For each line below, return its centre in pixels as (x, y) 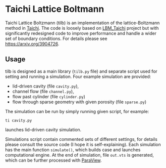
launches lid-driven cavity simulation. (43, 129)
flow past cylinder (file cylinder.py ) (49, 96)
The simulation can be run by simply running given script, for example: (77, 111)
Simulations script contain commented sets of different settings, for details (81, 139)
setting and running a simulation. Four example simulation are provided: (78, 76)
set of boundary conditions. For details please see (56, 39)
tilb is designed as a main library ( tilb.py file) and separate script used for (81, 71)
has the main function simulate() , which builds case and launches (73, 150)
